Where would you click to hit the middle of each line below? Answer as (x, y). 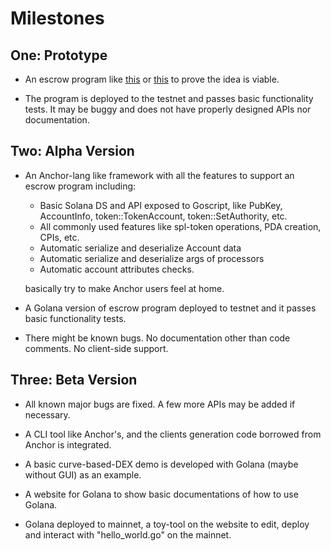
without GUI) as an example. (83, 474)
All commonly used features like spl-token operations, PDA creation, (180, 226)
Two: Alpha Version (72, 151)
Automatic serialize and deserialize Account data (140, 248)
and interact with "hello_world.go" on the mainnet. (128, 534)
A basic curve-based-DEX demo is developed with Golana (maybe (161, 464)
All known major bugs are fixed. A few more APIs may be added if (160, 404)
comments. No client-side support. (96, 348)
